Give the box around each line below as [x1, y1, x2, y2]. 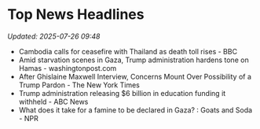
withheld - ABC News [18, 97, 89, 106]
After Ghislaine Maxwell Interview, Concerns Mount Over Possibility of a [18, 72, 252, 81]
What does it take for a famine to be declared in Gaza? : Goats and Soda [18, 105, 253, 115]
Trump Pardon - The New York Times [18, 80, 141, 90]
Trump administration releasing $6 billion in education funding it [18, 88, 226, 98]
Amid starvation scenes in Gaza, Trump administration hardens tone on [18, 55, 249, 64]
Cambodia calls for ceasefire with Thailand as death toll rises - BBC [18, 46, 237, 56]
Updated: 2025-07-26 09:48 [7, 31, 101, 41]
